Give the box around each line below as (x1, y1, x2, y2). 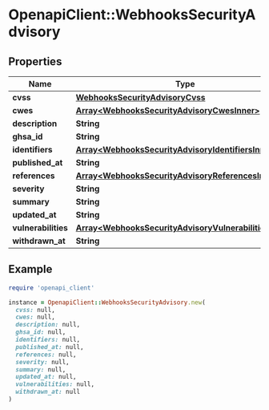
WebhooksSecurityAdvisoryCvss (75, 92, 206, 103)
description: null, (15, 321, 81, 329)
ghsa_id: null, (15, 328, 66, 336)
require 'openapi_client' (8, 283, 94, 292)
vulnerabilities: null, (15, 380, 94, 388)
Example (8, 262, 53, 276)
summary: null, (15, 365, 66, 374)
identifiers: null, (15, 335, 81, 344)
